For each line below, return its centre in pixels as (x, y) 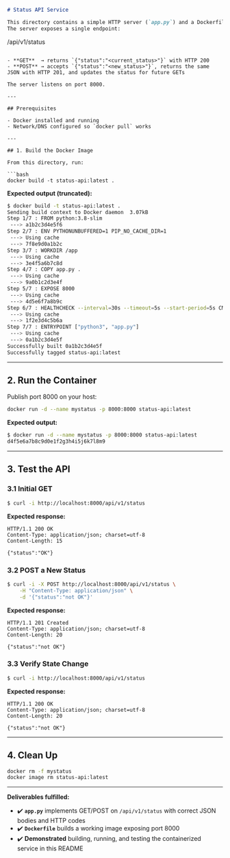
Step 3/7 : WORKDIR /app (42, 251)
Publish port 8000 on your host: (52, 397)
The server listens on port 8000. (56, 84)
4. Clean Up (33, 755)
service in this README (50, 848)
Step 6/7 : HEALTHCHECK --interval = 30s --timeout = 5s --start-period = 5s (111, 308)
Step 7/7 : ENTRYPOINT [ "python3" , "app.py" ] (73, 327)
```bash (18, 174)
